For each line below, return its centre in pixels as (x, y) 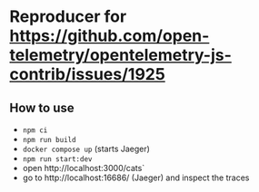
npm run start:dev (57, 159)
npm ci (35, 130)
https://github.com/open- (110, 36)
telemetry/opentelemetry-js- (120, 55)
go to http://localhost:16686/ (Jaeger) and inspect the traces (136, 178)
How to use (42, 107)
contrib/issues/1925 (87, 75)
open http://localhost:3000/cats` (84, 168)
